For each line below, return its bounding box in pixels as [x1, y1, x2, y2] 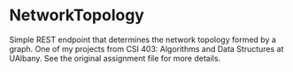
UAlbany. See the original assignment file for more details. [9, 53, 221, 63]
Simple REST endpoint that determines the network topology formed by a [9, 34, 277, 45]
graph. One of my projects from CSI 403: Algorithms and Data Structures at [9, 43, 284, 54]
